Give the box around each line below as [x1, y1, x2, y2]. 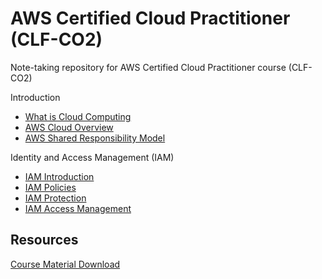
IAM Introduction [24, 170, 95, 182]
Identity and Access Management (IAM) [10, 151, 175, 163]
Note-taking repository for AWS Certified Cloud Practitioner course [10, 61, 287, 73]
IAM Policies [24, 181, 77, 193]
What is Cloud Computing [24, 110, 132, 122]
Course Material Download [10, 258, 121, 270]
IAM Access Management [24, 202, 132, 214]
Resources [10, 232, 79, 249]
